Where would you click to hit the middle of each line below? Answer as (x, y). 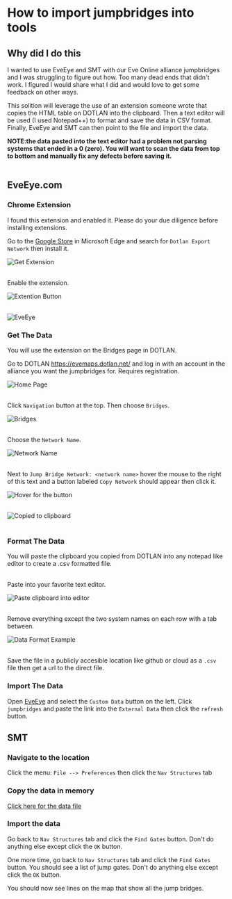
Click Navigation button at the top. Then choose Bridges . (89, 405)
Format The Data (36, 541)
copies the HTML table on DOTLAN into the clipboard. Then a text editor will (116, 113)
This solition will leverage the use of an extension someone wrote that (107, 105)
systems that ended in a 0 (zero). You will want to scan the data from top (114, 148)
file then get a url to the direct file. (56, 668)
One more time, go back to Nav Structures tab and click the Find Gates (109, 859)
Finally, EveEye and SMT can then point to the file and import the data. (108, 128)
